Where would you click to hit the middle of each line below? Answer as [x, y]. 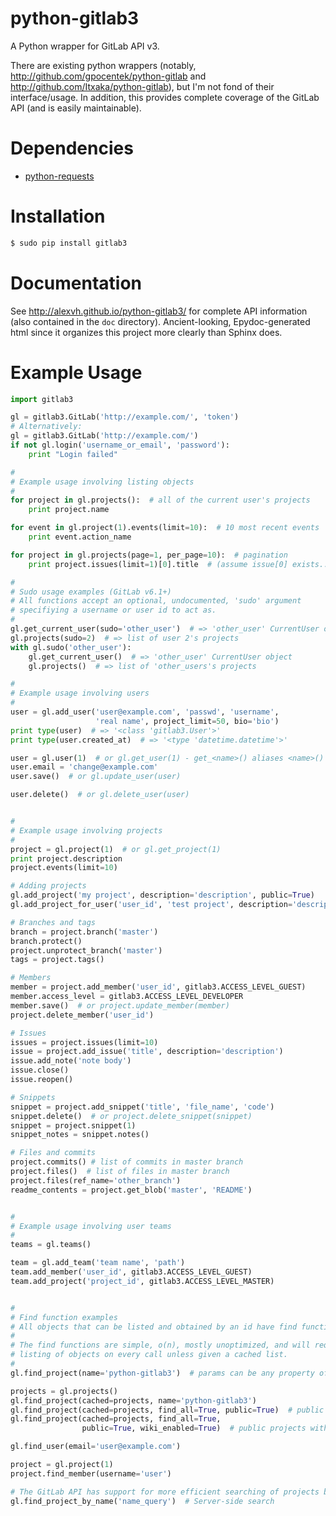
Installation [58, 216]
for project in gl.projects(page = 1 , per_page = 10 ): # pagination [149, 555]
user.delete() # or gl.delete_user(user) [100, 795]
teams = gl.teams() [51, 1245]
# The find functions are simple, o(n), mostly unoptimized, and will [160, 1345]
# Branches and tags [53, 922]
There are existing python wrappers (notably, [103, 65]
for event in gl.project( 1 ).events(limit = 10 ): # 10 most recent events [165, 528]
